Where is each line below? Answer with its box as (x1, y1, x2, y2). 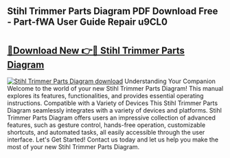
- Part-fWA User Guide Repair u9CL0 (7, 16, 168, 28)
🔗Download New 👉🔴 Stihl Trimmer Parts (7, 45, 185, 56)
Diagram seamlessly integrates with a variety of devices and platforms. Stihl (7, 106, 222, 114)
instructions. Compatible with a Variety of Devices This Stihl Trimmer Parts (7, 99, 218, 107)
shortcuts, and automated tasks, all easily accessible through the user (7, 128, 205, 136)
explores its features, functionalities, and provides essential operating (7, 92, 204, 100)
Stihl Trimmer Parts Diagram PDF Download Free (7, 5, 218, 17)
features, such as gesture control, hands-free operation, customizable (7, 121, 206, 129)
